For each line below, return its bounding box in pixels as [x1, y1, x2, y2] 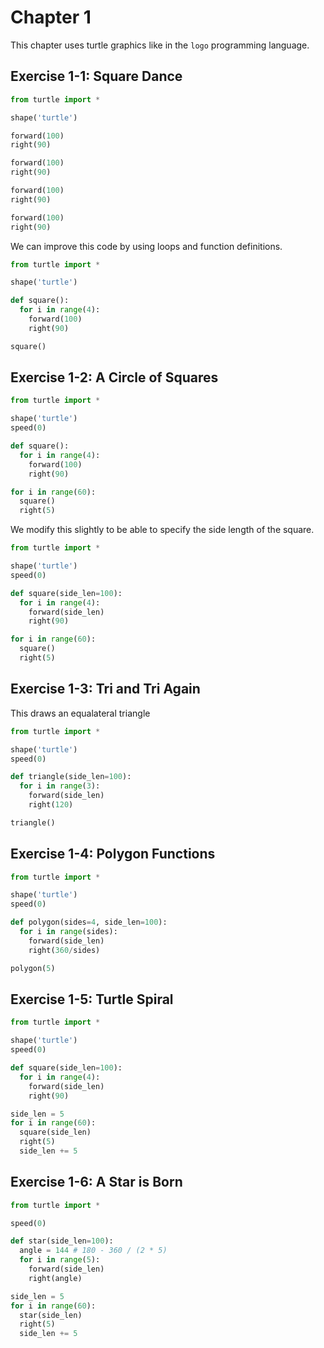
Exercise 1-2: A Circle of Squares [10, 369, 219, 386]
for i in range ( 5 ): [19, 1255, 101, 1265]
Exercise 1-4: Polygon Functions [10, 846, 216, 863]
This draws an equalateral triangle [10, 707, 151, 719]
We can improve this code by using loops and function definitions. [10, 240, 283, 252]
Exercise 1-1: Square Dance [10, 68, 183, 85]
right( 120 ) [28, 800, 74, 810]
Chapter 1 [10, 6, 92, 29]
